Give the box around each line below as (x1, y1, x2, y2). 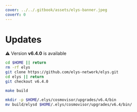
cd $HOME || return (5, 60, 47, 66)
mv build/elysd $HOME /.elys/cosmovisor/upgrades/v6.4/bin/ (5, 102, 132, 107)
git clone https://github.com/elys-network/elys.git (5, 70, 119, 75)
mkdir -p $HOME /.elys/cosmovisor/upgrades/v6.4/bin (5, 97, 116, 102)
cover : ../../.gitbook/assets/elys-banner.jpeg (5, 7, 108, 13)
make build (5, 88, 28, 93)
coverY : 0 (5, 12, 26, 17)
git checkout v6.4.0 (5, 79, 49, 84)
